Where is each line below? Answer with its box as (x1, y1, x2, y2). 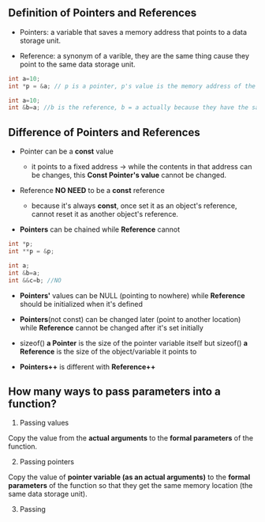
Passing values (19, 418, 69, 428)
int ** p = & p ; (8, 248, 55, 255)
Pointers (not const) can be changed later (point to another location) (19, 314, 241, 323)
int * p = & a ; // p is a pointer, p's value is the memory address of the (8, 82, 256, 90)
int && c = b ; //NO (8, 276, 62, 284)
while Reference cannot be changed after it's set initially (19, 323, 203, 332)
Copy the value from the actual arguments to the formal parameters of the (8, 433, 254, 443)
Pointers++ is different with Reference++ (19, 361, 156, 371)
